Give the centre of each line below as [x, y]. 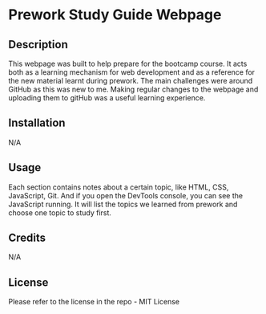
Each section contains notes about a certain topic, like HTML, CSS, [119, 187]
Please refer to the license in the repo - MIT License [94, 302]
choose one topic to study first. [60, 212]
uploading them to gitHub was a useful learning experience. [107, 98]
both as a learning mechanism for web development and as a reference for [131, 72]
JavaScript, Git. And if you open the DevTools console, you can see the [125, 195]
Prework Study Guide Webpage [115, 15]
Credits [27, 238]
